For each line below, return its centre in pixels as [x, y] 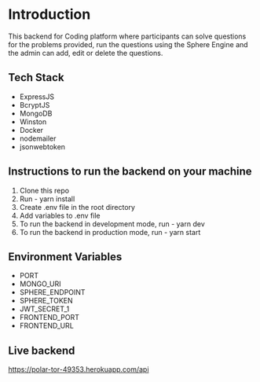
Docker [31, 130]
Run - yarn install [47, 199]
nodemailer [38, 138]
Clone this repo [44, 190]
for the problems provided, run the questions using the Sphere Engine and [128, 44]
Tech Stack [36, 77]
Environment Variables [65, 257]
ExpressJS [37, 97]
